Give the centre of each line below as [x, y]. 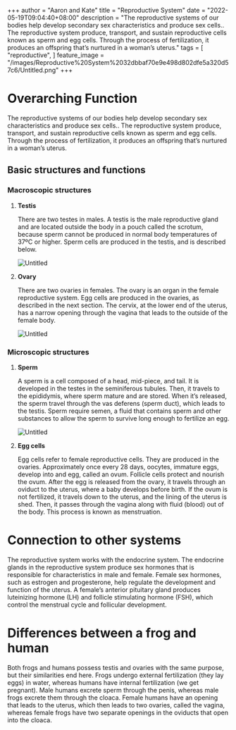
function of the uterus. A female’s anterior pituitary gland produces [104, 589]
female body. [37, 320]
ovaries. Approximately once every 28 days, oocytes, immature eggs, [118, 466]
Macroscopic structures [49, 190]
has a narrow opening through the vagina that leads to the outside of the [123, 312]
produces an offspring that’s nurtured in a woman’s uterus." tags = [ [105, 48]
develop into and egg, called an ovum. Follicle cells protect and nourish [120, 474]
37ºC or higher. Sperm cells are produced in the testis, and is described [122, 242]
